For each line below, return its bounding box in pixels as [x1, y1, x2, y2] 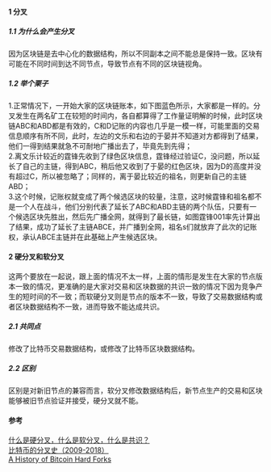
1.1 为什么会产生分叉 [8, 27, 75, 36]
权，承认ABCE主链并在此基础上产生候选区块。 [8, 232, 162, 242]
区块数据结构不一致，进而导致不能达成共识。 [15, 301, 164, 311]
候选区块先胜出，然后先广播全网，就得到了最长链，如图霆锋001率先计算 [15, 212, 254, 221]
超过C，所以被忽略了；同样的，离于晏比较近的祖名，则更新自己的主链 [15, 171, 248, 181]
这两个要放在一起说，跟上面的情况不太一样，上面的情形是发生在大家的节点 [8, 271, 256, 281]
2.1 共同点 [8, 322, 41, 331]
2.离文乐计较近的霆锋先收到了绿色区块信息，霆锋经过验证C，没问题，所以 [8, 151, 253, 161]
